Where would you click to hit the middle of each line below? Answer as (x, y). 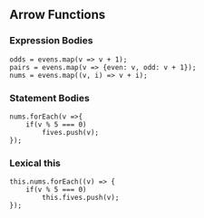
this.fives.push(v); (81, 198)
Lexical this (35, 163)
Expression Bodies (51, 41)
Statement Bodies (50, 98)
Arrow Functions (58, 15)
